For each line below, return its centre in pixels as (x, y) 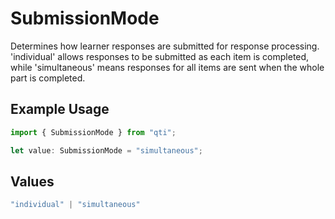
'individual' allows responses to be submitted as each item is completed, (160, 56)
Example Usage (60, 109)
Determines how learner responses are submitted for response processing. (165, 46)
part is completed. (48, 78)
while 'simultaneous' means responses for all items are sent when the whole (167, 67)
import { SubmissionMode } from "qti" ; (93, 132)
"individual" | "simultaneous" (75, 205)
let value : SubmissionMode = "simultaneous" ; (106, 150)
